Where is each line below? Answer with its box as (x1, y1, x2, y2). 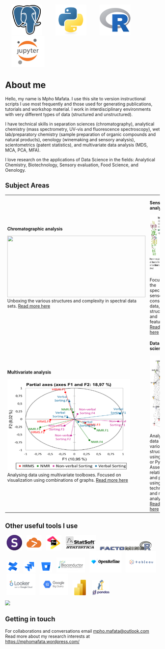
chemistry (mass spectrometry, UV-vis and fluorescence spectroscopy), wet (5, 126, 160, 132)
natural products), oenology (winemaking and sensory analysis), (5, 136, 136, 142)
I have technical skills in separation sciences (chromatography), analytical (5, 121, 155, 127)
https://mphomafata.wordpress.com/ (5, 638, 80, 644)
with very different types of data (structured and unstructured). (5, 111, 133, 117)
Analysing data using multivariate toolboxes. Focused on (7, 472, 121, 478)
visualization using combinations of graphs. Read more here (7, 477, 129, 483)
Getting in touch (5, 615, 55, 623)
